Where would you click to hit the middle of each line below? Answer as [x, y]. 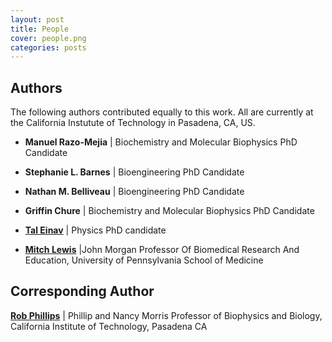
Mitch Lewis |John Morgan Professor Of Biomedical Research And [162, 250]
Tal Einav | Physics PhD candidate [95, 230]
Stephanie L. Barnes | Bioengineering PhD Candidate [134, 172]
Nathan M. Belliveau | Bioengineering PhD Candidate [134, 192]
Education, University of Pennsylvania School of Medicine [144, 260]
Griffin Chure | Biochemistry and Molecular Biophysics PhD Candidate [169, 211]
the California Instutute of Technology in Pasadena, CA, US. [133, 123]
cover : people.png [48, 38]
